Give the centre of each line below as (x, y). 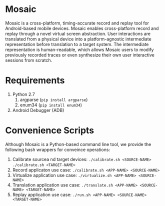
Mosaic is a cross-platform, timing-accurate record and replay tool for (77, 23)
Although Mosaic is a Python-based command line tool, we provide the (78, 144)
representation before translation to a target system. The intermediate (77, 44)
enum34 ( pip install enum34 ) (51, 105)
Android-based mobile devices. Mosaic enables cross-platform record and (82, 28)
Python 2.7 (23, 94)
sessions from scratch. (29, 60)
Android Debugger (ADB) (38, 110)
